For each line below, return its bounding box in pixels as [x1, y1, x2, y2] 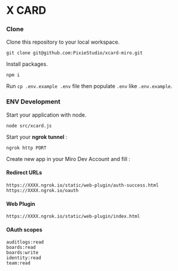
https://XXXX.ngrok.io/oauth [6, 187, 79, 193]
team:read [6, 260, 31, 266]
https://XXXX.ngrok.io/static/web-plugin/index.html [6, 214, 140, 220]
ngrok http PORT [6, 145, 47, 151]
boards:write [6, 249, 39, 256]
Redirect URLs [6, 169, 42, 176]
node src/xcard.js [6, 123, 52, 129]
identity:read [6, 255, 42, 261]
